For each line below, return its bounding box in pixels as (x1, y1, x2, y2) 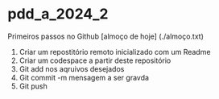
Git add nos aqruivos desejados (19, 64, 125, 73)
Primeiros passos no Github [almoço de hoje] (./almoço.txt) (7, 31, 205, 41)
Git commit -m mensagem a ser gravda (19, 72, 150, 82)
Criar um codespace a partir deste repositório (19, 56, 171, 65)
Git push (19, 81, 48, 91)
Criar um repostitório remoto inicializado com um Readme (19, 47, 211, 56)
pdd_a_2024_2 (7, 5, 109, 23)
